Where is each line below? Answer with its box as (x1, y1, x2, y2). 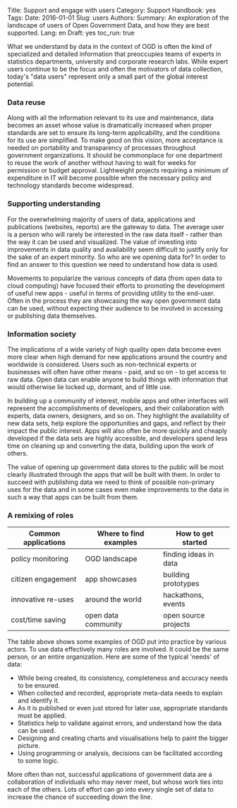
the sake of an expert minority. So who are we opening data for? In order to (7, 253, 226, 261)
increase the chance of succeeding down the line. (7, 792, 153, 802)
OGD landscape (85, 554, 138, 564)
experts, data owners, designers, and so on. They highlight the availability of (7, 411, 229, 420)
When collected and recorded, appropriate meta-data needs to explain (17, 689, 223, 698)
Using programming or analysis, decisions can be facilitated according (17, 749, 223, 758)
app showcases (85, 575, 138, 584)
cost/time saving (11, 615, 66, 625)
